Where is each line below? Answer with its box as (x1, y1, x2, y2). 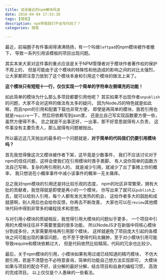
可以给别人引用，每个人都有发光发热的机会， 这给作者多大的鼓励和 (18, 193, 153, 199)
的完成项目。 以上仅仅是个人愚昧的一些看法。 (5, 270, 97, 276)
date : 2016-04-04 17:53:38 (5, 12, 61, 17)
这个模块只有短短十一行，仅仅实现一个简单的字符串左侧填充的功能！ (5, 83, 143, 89)
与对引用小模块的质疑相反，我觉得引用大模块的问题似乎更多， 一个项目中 (5, 216, 153, 222)
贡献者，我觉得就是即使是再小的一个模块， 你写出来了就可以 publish (13, 187, 152, 193)
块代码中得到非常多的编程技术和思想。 (5, 206, 83, 211)
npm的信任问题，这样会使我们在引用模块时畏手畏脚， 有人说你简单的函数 (5, 158, 154, 164)
